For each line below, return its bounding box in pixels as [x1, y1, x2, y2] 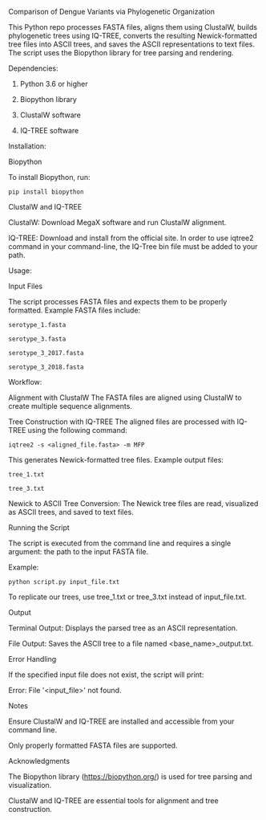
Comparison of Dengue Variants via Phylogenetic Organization [8, 7, 215, 16]
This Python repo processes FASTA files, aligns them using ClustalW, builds [8, 22, 258, 31]
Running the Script [8, 523, 70, 532]
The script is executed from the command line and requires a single [8, 538, 232, 548]
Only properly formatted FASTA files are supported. [8, 740, 178, 750]
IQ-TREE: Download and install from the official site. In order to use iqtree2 [8, 233, 254, 243]
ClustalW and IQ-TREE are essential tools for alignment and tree [8, 796, 219, 806]
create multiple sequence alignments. [8, 402, 132, 410]
